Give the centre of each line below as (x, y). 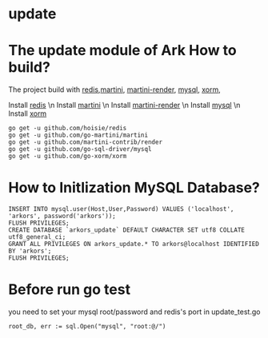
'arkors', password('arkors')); (62, 217)
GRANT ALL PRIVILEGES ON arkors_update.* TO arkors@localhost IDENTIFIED (134, 245)
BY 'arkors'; (30, 251)
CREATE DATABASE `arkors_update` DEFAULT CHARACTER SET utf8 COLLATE (127, 230)
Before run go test (69, 290)
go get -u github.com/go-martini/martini (78, 135)
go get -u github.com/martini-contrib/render (85, 142)
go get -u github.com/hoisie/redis (68, 129)
